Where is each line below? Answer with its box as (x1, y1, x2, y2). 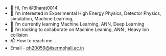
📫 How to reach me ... (10, 38, 58, 43)
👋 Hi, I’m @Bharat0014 (10, 5, 58, 11)
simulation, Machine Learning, (10, 16, 74, 21)
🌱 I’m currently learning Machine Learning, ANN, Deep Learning (10, 21, 145, 27)
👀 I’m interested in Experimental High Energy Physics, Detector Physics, (10, 10, 161, 16)
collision (10, 32, 28, 38)
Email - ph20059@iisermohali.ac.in (10, 45, 84, 51)
